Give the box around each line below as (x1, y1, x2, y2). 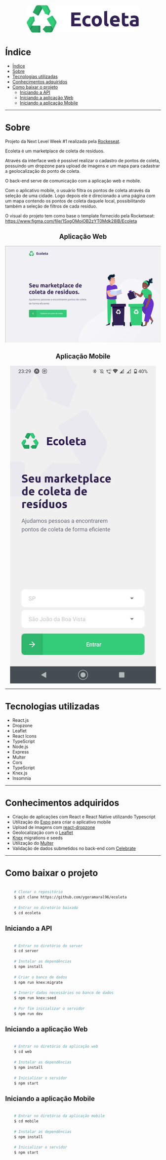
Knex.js (12, 770, 28, 776)
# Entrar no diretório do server (14, 943, 83, 948)
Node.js (12, 744, 29, 750)
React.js (12, 717, 29, 723)
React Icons (12, 733, 37, 739)
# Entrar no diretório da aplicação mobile (14, 1113, 105, 1119)
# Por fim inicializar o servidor (14, 1006, 85, 1011)
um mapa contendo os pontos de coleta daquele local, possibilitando (5, 198, 146, 204)
